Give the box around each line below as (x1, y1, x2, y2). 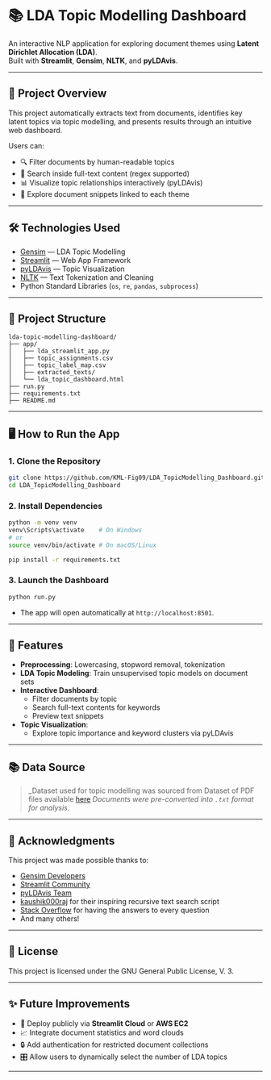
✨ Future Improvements (8, 997, 131, 1011)
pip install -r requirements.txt (8, 556, 121, 564)
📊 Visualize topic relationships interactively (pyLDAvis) (19, 177, 203, 187)
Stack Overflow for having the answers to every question (19, 905, 210, 915)
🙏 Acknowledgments (8, 834, 115, 848)
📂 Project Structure (8, 311, 106, 325)
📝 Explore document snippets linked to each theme (19, 189, 190, 198)
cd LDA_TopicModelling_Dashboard (8, 481, 121, 489)
